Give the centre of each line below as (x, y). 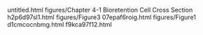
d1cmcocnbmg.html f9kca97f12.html (59, 24)
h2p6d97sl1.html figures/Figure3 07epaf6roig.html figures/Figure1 (102, 17)
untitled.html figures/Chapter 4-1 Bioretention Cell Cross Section (100, 10)
